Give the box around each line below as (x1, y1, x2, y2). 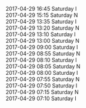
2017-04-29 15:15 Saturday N (5, 11, 78, 19)
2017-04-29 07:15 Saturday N (5, 89, 79, 95)
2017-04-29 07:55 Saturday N (5, 75, 80, 83)
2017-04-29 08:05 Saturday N (5, 63, 81, 70)
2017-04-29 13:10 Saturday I (5, 31, 76, 38)
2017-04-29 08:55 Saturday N (5, 50, 81, 57)
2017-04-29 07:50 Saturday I (5, 82, 78, 89)
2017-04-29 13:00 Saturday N (5, 37, 79, 44)
